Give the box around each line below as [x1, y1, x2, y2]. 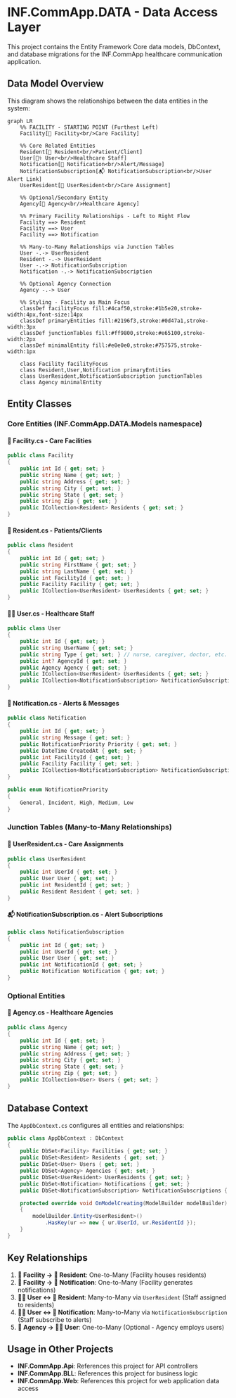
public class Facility [7, 452, 74, 459]
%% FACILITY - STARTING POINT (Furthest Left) [20, 124, 159, 131]
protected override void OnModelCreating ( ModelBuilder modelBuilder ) [20, 1200, 228, 1207]
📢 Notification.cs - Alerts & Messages [7, 699, 119, 707]
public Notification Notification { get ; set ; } [20, 968, 165, 975]
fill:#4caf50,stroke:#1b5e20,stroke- [92, 305, 202, 312]
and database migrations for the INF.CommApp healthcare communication [7, 50, 223, 58]
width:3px [7, 323, 37, 331]
